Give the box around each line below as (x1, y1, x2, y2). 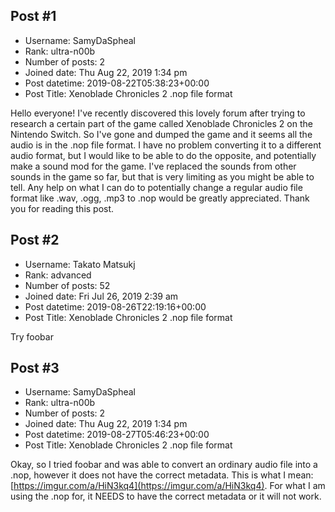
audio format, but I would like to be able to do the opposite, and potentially (10, 149, 317, 161)
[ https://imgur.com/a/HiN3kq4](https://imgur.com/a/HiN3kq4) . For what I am (10, 480, 326, 492)
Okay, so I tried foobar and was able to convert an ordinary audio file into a (10, 459, 318, 471)
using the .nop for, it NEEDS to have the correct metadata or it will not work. (10, 490, 322, 503)
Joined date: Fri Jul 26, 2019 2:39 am (24, 290, 179, 302)
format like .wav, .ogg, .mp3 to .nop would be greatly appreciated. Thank (10, 192, 310, 204)
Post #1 (10, 8, 57, 25)
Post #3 (10, 360, 60, 377)
